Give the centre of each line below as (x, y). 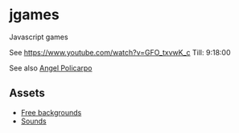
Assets (27, 93)
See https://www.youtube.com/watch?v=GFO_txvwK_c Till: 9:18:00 (120, 52)
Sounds (33, 121)
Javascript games (39, 37)
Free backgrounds (51, 112)
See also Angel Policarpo (51, 68)
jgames (34, 15)
